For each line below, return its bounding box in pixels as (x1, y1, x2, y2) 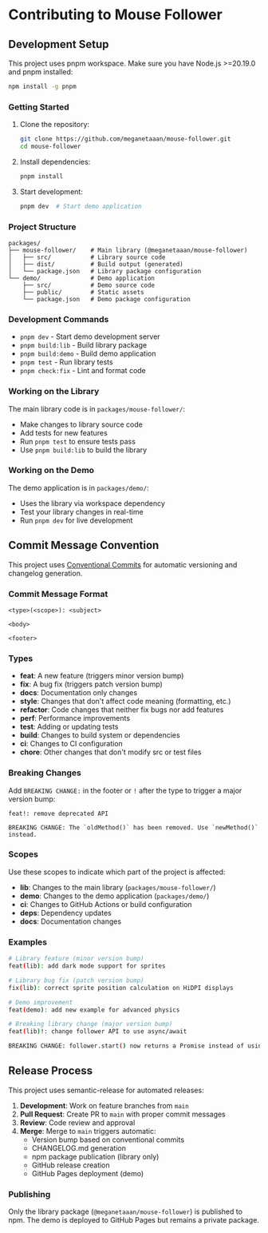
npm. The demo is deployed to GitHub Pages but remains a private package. (8, 1215, 259, 1225)
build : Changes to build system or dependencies (19, 730, 181, 740)
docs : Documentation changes (19, 917, 122, 926)
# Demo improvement (8, 998, 73, 1006)
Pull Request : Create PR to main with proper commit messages (19, 1109, 226, 1119)
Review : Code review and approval (19, 1117, 136, 1128)
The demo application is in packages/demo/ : (8, 483, 149, 492)
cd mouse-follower (19, 142, 81, 151)
